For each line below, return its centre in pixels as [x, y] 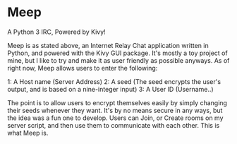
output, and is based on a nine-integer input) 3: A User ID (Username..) [110, 89]
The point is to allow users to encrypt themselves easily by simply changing [117, 102]
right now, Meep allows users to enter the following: [83, 68]
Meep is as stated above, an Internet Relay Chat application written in [108, 45]
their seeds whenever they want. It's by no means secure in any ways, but [115, 110]
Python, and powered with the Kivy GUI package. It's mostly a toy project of [117, 53]
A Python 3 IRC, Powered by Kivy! [56, 32]
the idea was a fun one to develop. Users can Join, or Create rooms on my [115, 118]
